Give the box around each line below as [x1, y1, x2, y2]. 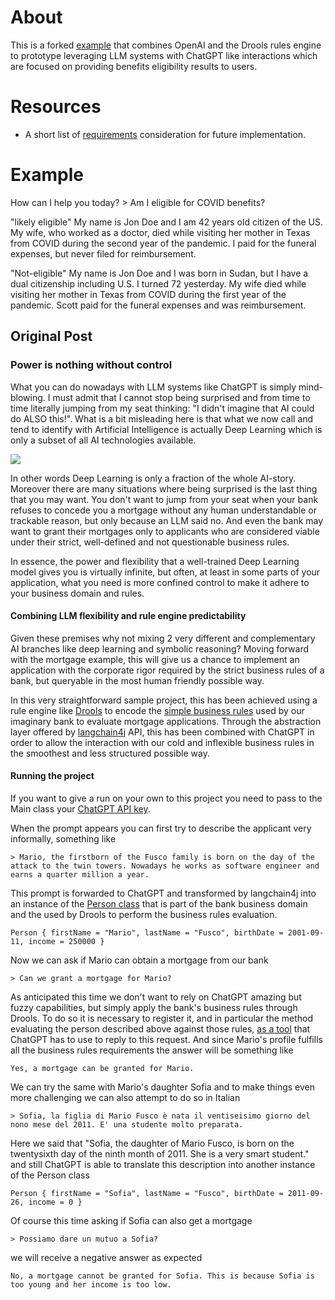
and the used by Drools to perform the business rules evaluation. [10, 908, 278, 920]
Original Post [10, 328, 93, 345]
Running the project [10, 770, 95, 782]
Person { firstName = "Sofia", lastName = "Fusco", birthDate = [10, 1188, 284, 1198]
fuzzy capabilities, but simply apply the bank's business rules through [10, 1001, 298, 1013]
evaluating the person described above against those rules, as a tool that [10, 1022, 311, 1035]
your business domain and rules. [10, 587, 145, 599]
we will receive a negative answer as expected [10, 1251, 203, 1263]
